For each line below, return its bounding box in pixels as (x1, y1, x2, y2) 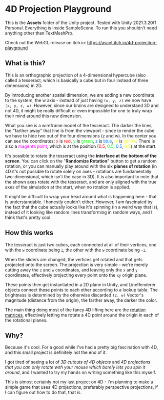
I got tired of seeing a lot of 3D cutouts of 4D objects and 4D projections (5, 359, 150, 365)
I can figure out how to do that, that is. (5, 389, 82, 396)
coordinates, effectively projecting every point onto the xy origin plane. (5, 272, 147, 278)
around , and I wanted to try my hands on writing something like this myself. (5, 370, 157, 375)
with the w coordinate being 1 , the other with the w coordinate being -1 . (5, 247, 147, 253)
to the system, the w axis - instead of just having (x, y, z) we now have (5, 97, 151, 103)
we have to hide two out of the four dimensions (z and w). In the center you (5, 133, 157, 138)
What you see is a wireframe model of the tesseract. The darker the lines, (5, 122, 153, 128)
